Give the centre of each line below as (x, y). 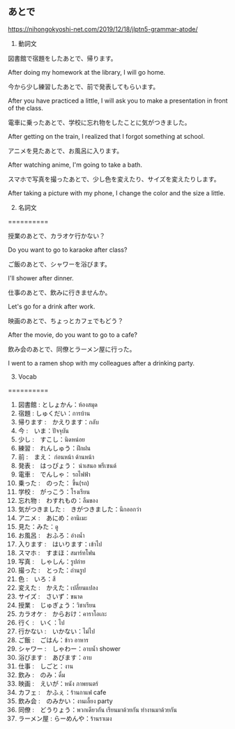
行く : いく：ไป (41, 622)
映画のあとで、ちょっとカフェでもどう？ (66, 321)
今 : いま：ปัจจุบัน (43, 430)
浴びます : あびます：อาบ (55, 657)
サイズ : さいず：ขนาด (50, 596)
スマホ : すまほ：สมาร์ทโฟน (57, 553)
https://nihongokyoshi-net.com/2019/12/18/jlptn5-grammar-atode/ (103, 29)
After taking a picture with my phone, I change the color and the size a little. (116, 193)
